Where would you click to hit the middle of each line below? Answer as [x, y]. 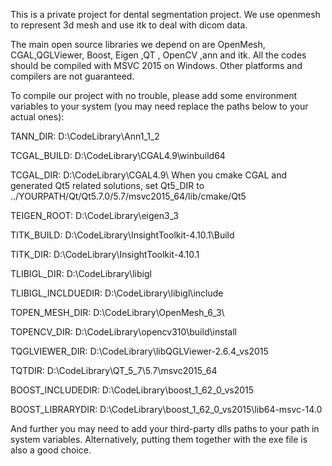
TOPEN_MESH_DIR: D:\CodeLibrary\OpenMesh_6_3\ [117, 312]
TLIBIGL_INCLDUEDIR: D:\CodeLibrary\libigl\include [117, 293]
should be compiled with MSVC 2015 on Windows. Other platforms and [156, 65]
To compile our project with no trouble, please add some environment [154, 95]
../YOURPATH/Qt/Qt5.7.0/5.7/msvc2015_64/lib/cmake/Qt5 [128, 196]
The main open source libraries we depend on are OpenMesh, [138, 44]
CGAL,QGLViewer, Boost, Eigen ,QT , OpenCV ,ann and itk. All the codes [158, 55]
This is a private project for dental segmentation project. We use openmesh [165, 14]
